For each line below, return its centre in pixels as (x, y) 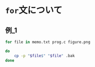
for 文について (34, 10)
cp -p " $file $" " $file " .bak (44, 55)
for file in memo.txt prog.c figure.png (48, 42)
